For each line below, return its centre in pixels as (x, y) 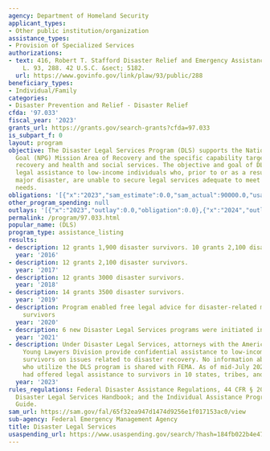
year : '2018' (37, 285)
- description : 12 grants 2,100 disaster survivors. (98, 262)
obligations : (30, 195)
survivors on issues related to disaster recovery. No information (138, 360)
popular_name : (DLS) (43, 225)
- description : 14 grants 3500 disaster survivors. (96, 293)
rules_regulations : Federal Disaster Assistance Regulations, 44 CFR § (131, 389)
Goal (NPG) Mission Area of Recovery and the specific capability (129, 158)
